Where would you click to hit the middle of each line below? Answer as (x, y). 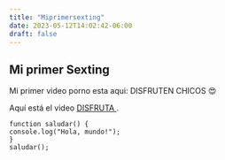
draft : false (33, 34)
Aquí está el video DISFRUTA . (64, 108)
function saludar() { (49, 125)
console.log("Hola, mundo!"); (65, 132)
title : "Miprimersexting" (57, 17)
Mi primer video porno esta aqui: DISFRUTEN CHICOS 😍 (113, 91)
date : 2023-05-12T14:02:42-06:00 (71, 26)
